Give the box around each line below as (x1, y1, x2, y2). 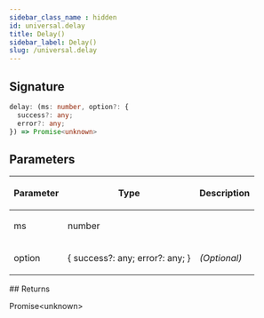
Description (199, 187, 251, 200)
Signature (9, 79, 65, 94)
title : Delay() (9, 29, 66, 38)
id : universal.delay (9, 21, 86, 30)
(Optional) (199, 252, 243, 265)
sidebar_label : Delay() (9, 37, 98, 47)
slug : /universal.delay (9, 46, 98, 55)
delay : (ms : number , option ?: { (9, 102, 129, 111)
